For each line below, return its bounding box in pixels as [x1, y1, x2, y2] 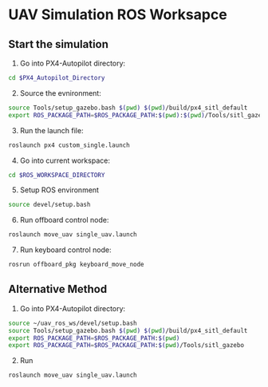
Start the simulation [8, 38, 109, 51]
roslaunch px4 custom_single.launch [8, 141, 130, 149]
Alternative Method [8, 282, 108, 296]
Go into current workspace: [19, 156, 110, 165]
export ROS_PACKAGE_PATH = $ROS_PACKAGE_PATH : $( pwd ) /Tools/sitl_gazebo [8, 342, 245, 349]
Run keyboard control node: [19, 245, 112, 255]
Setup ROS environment [19, 185, 100, 195]
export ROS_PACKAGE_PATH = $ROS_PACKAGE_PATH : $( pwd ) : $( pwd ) [8, 111, 205, 119]
